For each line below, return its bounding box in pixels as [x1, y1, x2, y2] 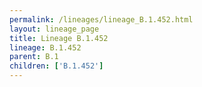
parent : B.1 [9, 52, 59, 62]
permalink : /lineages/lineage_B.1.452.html [9, 14, 194, 25]
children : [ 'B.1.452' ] [9, 61, 104, 71]
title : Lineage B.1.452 [9, 33, 109, 43]
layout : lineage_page [9, 24, 100, 34]
